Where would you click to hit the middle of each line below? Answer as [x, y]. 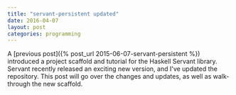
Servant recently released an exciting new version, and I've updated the [113, 69]
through [19, 84]
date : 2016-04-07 [33, 21]
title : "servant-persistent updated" [63, 14]
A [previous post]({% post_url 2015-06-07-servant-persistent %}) [104, 54]
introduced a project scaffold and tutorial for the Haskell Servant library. [113, 62]
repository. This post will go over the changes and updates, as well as [109, 77]
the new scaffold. [57, 84]
